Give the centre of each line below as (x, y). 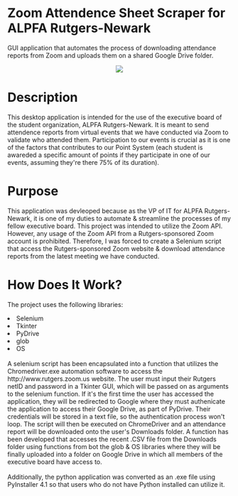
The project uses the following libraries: (65, 304)
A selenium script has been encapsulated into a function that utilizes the (113, 363)
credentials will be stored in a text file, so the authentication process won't (116, 416)
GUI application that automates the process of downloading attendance (112, 48)
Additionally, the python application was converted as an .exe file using (111, 477)
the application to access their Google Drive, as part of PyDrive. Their (109, 409)
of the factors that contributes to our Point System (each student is (105, 147)
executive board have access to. (55, 462)
